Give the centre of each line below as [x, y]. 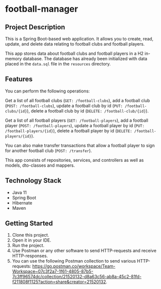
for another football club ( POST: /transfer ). [49, 151]
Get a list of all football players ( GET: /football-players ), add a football [77, 120]
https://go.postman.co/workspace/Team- [74, 266]
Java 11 [19, 192]
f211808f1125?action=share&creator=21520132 [59, 282]
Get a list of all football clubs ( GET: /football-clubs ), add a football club [78, 100]
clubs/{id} [16, 111]
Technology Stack [33, 181]
